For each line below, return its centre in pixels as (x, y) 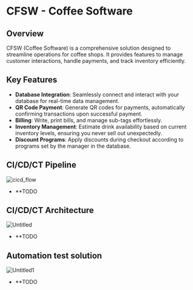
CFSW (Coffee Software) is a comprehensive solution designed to (89, 48)
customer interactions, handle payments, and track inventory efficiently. (96, 61)
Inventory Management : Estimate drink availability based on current (101, 127)
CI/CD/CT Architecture (50, 210)
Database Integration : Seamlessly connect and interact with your (97, 94)
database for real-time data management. (67, 101)
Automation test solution (54, 255)
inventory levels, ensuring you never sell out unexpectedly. (89, 133)
